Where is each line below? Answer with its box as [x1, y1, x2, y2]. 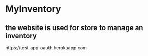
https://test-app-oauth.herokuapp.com [5, 45, 87, 51]
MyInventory [5, 3, 61, 15]
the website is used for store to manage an [5, 23, 143, 32]
